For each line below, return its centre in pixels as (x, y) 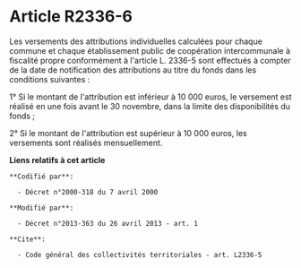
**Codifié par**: (42, 177)
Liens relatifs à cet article (57, 160)
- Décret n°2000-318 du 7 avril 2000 (88, 192)
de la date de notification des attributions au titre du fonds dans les (133, 70)
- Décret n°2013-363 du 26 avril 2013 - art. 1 (108, 223)
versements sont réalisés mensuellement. (86, 143)
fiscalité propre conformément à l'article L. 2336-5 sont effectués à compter (150, 60)
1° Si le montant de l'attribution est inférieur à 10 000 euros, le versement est (150, 97)
